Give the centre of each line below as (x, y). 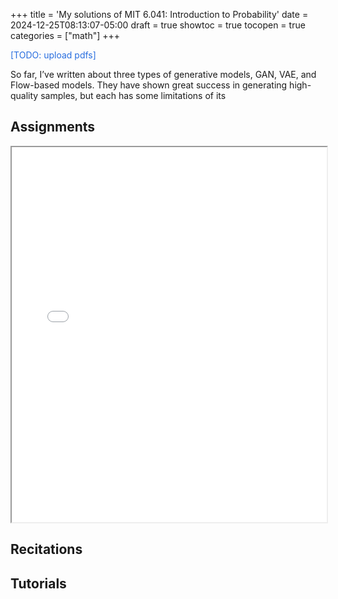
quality (24, 95)
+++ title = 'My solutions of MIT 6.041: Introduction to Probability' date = (159, 14)
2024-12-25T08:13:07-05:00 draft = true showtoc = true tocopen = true (158, 25)
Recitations (46, 549)
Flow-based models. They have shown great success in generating (149, 85)
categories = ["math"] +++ (65, 35)
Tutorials (38, 583)
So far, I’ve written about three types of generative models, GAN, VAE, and (163, 74)
